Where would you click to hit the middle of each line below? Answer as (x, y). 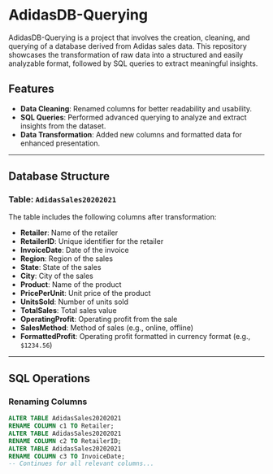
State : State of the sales (61, 267)
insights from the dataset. (63, 126)
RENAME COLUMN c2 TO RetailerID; (65, 441)
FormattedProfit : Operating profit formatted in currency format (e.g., (135, 337)
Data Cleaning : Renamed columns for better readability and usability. (136, 108)
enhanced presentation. (60, 143)
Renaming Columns (48, 402)
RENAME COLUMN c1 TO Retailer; (61, 426)
